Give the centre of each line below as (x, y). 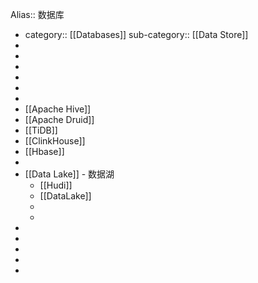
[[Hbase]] (44, 151)
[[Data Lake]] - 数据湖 (69, 174)
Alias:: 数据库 (37, 14)
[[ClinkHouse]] (55, 141)
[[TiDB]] (41, 130)
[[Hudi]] (56, 185)
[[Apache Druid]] (59, 119)
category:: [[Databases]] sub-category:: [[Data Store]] (136, 34)
